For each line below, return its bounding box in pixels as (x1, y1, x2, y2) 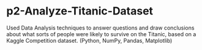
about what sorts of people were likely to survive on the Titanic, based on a (6, 30, 196, 37)
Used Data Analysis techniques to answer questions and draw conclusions (6, 24, 195, 31)
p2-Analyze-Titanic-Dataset (6, 4, 154, 18)
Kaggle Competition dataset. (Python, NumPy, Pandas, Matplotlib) (6, 37, 173, 44)
